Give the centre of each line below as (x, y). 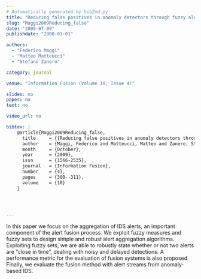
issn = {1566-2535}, (54, 160)
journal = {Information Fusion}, (66, 166)
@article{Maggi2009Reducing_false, (61, 133)
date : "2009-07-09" (31, 28)
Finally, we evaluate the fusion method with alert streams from (83, 265)
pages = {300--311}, (53, 177)
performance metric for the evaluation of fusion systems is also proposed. (98, 258)
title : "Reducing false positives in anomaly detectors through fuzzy (96, 17)
